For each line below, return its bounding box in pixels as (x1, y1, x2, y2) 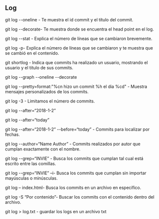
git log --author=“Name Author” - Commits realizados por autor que (5, 141, 141, 147)
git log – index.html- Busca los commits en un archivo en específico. (5, 185, 142, 190)
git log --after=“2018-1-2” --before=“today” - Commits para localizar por (5, 126, 150, 132)
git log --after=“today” (5, 117, 49, 123)
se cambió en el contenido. (5, 50, 59, 56)
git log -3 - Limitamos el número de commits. (5, 98, 95, 104)
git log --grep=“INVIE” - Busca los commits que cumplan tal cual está (5, 155, 144, 161)
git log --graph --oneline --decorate (5, 74, 77, 80)
